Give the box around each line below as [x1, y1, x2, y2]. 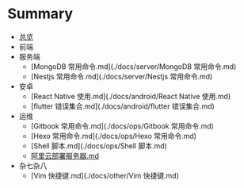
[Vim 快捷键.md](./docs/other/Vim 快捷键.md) [30, 171, 179, 180]
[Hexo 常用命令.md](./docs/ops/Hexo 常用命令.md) [30, 131, 197, 140]
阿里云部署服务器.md [30, 151, 100, 160]
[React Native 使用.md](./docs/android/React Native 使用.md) [30, 91, 231, 101]
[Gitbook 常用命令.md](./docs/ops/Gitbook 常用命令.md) [30, 121, 215, 131]
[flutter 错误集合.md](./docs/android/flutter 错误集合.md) [30, 101, 215, 111]
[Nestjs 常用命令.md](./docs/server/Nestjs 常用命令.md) [30, 71, 213, 81]
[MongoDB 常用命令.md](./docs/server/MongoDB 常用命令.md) [30, 61, 237, 71]
